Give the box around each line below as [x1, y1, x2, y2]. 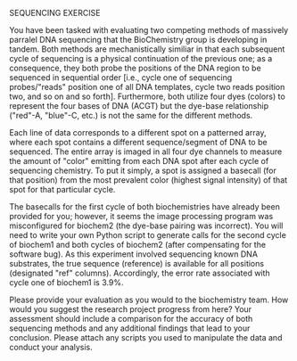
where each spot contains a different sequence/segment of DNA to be [9, 137, 268, 147]
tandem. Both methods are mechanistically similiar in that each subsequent [9, 44, 285, 54]
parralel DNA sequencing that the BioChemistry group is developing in [9, 35, 268, 45]
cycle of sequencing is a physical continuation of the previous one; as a [9, 53, 273, 63]
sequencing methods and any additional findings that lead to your [9, 323, 251, 333]
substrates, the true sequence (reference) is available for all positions [9, 258, 265, 268]
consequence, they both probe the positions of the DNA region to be [9, 62, 261, 73]
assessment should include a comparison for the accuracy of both [9, 314, 253, 324]
